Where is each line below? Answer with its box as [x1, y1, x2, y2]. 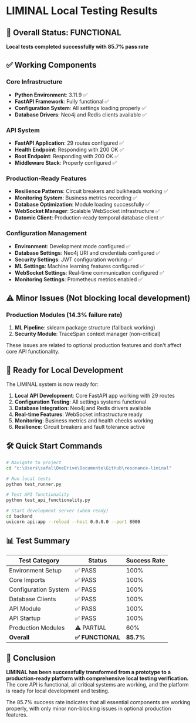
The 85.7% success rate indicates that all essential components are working [6, 699, 191, 706]
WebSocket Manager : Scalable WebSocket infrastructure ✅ [14, 208, 160, 215]
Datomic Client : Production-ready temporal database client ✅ [14, 214, 164, 221]
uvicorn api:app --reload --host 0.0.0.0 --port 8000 [6, 519, 141, 525]
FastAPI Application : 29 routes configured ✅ [14, 139, 124, 146]
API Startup [9, 614, 41, 622]
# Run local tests [6, 475, 51, 482]
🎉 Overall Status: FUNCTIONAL [6, 28, 121, 38]
